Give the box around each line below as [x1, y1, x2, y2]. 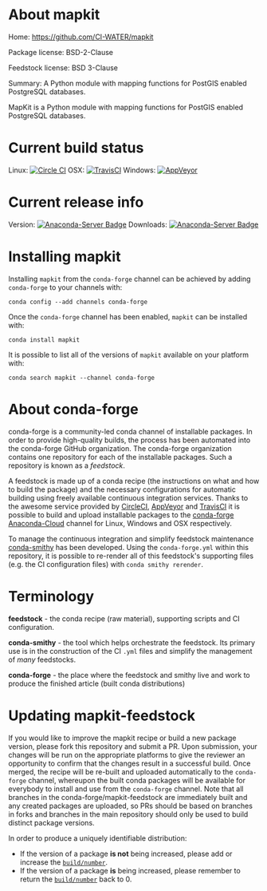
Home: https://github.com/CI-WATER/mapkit [8, 32, 154, 42]
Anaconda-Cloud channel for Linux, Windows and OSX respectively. [8, 518, 233, 528]
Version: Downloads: [8, 220, 167, 229]
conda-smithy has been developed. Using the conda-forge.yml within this [8, 542, 249, 552]
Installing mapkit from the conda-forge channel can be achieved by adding [8, 274, 251, 283]
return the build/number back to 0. [19, 874, 132, 884]
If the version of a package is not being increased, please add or [19, 849, 233, 858]
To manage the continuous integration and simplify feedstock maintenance [8, 533, 254, 544]
